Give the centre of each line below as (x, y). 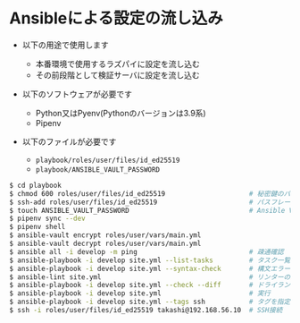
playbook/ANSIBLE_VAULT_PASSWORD (98, 170)
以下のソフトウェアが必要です (77, 94)
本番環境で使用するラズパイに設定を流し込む (118, 64)
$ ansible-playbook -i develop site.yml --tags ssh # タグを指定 (150, 302)
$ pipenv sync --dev (48, 219)
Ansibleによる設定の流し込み (116, 18)
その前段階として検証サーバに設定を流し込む (118, 75)
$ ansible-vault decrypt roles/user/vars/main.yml (105, 244)
